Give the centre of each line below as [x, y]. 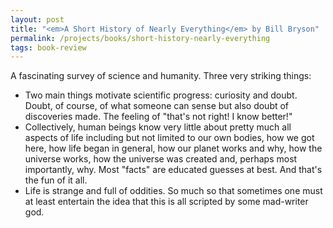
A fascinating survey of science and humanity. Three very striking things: [161, 76]
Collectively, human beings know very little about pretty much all [158, 127]
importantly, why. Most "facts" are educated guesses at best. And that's [173, 170]
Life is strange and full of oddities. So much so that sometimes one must [173, 191]
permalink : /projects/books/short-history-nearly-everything [140, 38]
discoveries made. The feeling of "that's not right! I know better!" [158, 117]
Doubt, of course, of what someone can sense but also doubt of [157, 106]
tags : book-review [48, 47]
